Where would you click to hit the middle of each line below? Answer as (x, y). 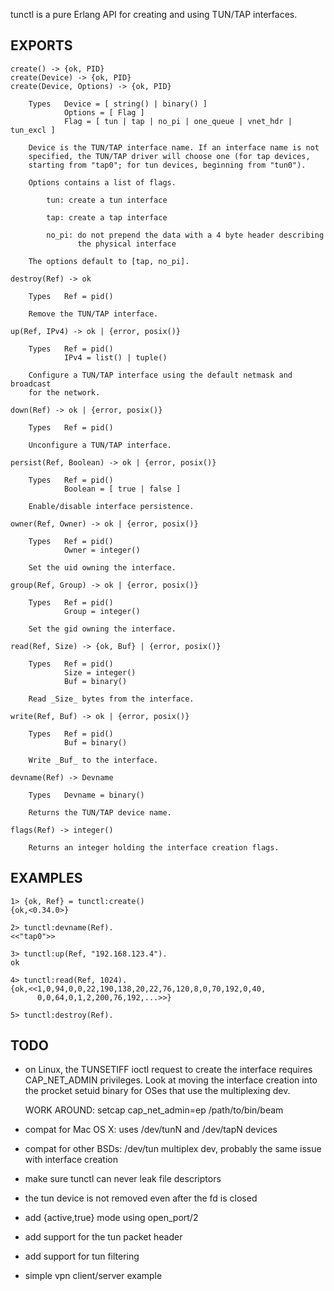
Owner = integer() (102, 550)
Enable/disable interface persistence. (111, 506)
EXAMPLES (46, 878)
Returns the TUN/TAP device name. (100, 812)
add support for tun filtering (82, 1256)
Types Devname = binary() (86, 795)
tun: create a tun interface (107, 200)
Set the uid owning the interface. (102, 567)
